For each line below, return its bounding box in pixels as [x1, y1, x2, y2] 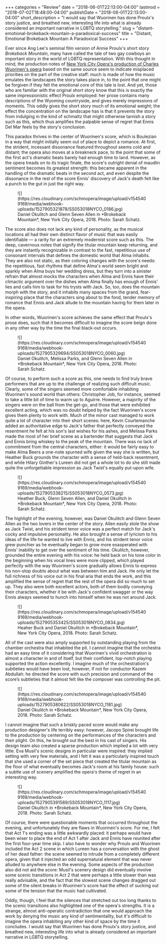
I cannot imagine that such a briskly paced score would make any [5, 722, 138, 728]
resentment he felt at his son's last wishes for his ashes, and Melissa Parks [5, 428, 158, 434]
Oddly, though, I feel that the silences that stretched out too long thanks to [5, 898, 157, 903]
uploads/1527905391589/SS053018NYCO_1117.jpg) [17, 800, 121, 805]
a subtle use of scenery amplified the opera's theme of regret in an [5, 769, 142, 775]
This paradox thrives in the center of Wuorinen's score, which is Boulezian [5, 133, 157, 139]
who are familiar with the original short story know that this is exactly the [5, 87, 153, 93]
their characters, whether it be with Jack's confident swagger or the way [5, 589, 154, 595]
